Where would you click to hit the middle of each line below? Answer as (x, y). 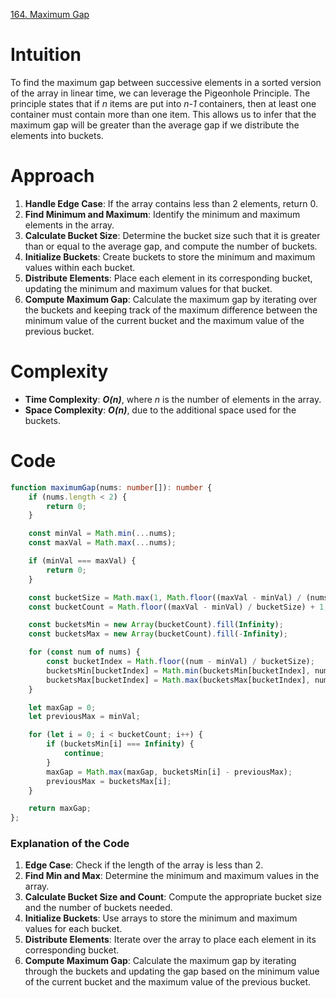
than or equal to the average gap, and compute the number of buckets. (171, 246)
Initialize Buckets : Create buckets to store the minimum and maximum (170, 256)
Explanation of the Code (70, 844)
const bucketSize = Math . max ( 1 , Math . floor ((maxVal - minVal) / (165, 597)
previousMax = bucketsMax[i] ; (109, 781)
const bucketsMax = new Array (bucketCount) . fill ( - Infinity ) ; (158, 634)
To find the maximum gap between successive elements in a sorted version (166, 82)
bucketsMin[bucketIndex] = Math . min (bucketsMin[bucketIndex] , (178, 670)
